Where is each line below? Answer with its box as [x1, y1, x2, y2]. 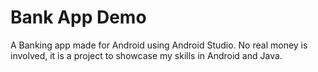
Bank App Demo [10, 6, 147, 29]
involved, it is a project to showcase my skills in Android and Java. [10, 49, 283, 61]
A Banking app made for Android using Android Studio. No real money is [10, 39, 308, 51]
